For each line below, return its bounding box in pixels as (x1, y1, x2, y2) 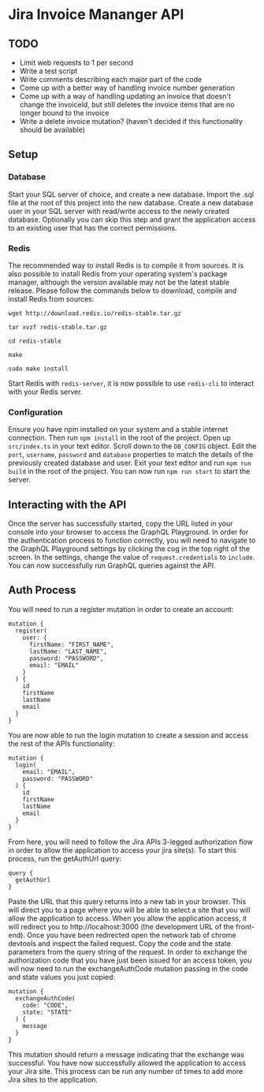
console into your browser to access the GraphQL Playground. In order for (8, 527, 249, 537)
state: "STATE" (22, 1008, 73, 1016)
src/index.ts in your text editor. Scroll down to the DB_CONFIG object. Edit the (8, 441, 257, 451)
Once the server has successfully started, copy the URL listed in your (8, 519, 233, 528)
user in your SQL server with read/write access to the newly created (8, 206, 230, 216)
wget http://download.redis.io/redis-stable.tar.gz (8, 310, 181, 317)
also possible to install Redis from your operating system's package (8, 268, 228, 278)
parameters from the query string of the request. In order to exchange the (8, 947, 248, 956)
